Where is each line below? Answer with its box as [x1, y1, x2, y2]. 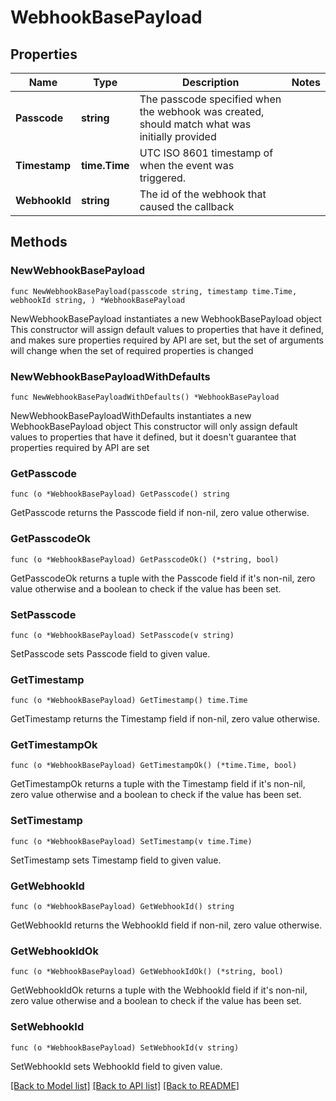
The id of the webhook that [139, 187, 267, 201]
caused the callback [139, 200, 235, 213]
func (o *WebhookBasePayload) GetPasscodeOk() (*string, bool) [10, 554, 280, 565]
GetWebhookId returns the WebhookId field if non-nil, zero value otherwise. [10, 919, 323, 931]
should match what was [139, 117, 252, 131]
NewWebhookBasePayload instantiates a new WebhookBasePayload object [10, 312, 322, 325]
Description [182, 76, 240, 89]
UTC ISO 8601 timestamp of [139, 146, 274, 160]
